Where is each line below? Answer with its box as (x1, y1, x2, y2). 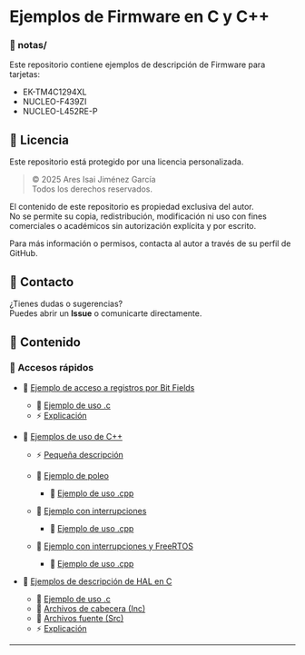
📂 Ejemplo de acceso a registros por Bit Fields (22, 382, 195, 392)
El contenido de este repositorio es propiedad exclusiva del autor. (9, 202, 254, 213)
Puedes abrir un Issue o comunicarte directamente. (9, 308, 202, 319)
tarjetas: (9, 69, 41, 80)
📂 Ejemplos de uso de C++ (22, 431, 123, 442)
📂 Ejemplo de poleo (35, 470, 109, 481)
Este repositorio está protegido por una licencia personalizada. (9, 156, 244, 167)
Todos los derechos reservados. (31, 184, 152, 194)
